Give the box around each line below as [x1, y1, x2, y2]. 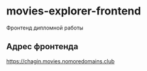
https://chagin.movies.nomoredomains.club [6, 57, 115, 64]
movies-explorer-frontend [6, 4, 141, 18]
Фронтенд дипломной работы [6, 24, 83, 31]
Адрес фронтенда [6, 42, 79, 52]
